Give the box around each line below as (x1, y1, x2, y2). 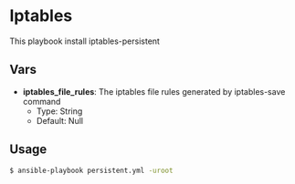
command (22, 96, 61, 107)
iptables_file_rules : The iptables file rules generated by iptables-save (22, 86, 286, 97)
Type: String (36, 106, 83, 117)
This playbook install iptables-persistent (9, 36, 160, 46)
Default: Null (36, 115, 84, 126)
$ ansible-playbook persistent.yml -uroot (9, 166, 174, 175)
